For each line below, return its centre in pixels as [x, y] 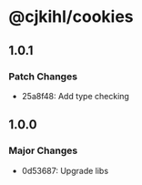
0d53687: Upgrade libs [65, 170]
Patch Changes [43, 77]
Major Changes [43, 150]
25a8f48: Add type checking [75, 96]
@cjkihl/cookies [71, 17]
